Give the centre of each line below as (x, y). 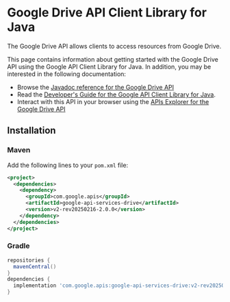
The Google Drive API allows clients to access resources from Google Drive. (114, 46)
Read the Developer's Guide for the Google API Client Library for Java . (116, 95)
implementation (35, 286)
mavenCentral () (35, 266)
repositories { (29, 260)
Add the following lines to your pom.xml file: (68, 165)
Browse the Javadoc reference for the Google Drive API (95, 87)
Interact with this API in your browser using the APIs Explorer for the (113, 101)
